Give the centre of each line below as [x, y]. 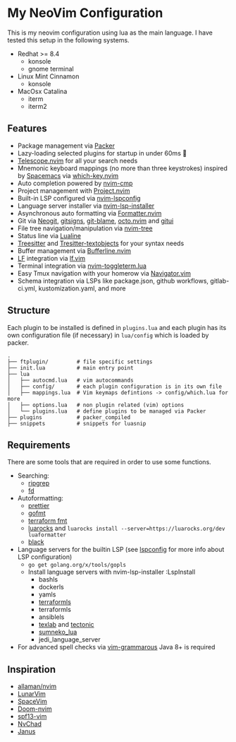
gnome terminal [51, 69]
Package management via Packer [66, 146]
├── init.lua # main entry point [70, 368]
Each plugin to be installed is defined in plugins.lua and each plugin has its [117, 327]
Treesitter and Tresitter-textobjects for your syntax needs [101, 243]
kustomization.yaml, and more [82, 288]
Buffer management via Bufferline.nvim [74, 251]
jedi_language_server [69, 640]
